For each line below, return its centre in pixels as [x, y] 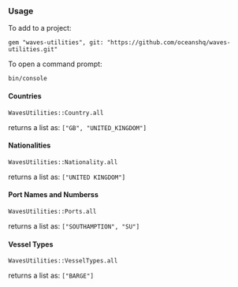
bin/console [28, 79]
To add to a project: [40, 28]
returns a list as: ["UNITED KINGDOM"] [67, 177]
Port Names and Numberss [53, 195]
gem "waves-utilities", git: [56, 43]
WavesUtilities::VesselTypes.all [63, 261]
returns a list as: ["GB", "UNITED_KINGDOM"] [78, 127]
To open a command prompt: [55, 64]
